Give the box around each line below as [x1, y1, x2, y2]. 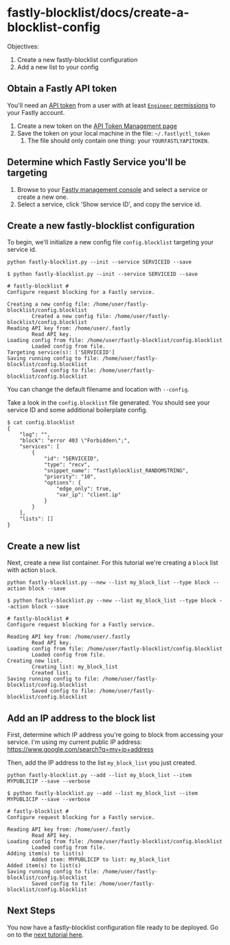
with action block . [7, 566, 57, 574]
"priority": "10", [43, 474, 97, 480]
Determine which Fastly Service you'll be [7, 156, 187, 168]
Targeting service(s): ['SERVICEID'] [7, 349, 115, 356]
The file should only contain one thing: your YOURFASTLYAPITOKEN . [27, 136, 209, 145]
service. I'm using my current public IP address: [7, 738, 142, 746]
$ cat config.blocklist [7, 419, 76, 426]
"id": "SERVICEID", [43, 456, 100, 463]
